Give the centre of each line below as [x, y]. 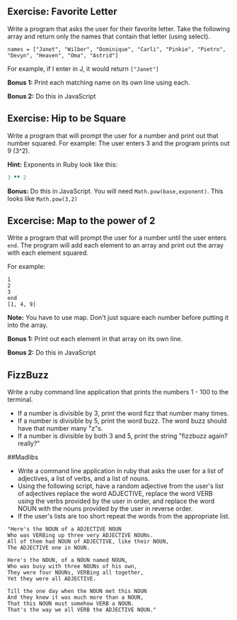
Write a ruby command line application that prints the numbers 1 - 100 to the [118, 392]
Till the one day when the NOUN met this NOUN [77, 592]
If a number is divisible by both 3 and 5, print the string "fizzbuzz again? [122, 436]
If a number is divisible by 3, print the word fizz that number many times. [123, 414]
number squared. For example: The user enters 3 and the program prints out [118, 143]
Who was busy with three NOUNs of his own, [73, 567]
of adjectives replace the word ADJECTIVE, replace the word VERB [115, 494]
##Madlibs [23, 458]
